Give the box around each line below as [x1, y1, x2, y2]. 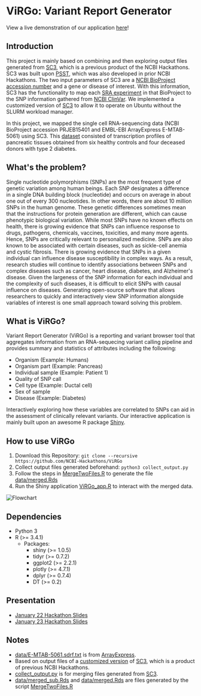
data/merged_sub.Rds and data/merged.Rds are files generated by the [14, 676, 189, 683]
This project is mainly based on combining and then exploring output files [6, 57, 187, 64]
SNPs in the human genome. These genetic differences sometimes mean [6, 203, 187, 210]
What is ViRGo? [6, 316, 66, 326]
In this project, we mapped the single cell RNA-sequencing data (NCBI [6, 120, 179, 127]
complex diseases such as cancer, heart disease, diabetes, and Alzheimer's [6, 267, 193, 274]
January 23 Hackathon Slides [14, 618, 88, 625]
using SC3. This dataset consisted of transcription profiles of [21, 132, 172, 139]
